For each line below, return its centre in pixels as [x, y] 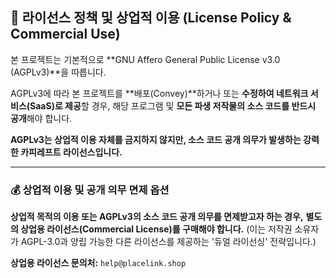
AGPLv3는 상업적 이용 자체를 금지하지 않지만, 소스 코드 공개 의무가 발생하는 [156, 139]
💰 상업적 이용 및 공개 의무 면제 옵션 [90, 190]
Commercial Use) [65, 34]
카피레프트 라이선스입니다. [71, 152]
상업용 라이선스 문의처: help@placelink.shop [98, 263]
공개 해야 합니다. [41, 118]
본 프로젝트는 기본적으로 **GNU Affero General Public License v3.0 [145, 59]
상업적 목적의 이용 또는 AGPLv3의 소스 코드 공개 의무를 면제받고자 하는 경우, [157, 217]
